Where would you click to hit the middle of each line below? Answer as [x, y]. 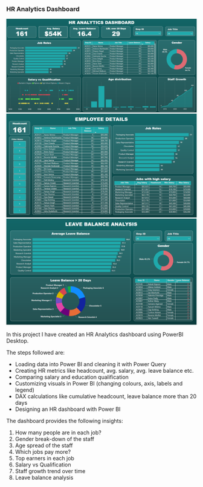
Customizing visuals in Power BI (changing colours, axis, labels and [99, 384]
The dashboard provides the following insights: [65, 421]
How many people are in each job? [58, 433]
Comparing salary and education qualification [72, 377]
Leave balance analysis [44, 478]
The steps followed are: [36, 353]
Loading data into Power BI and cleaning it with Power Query [90, 364]
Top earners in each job [44, 459]
